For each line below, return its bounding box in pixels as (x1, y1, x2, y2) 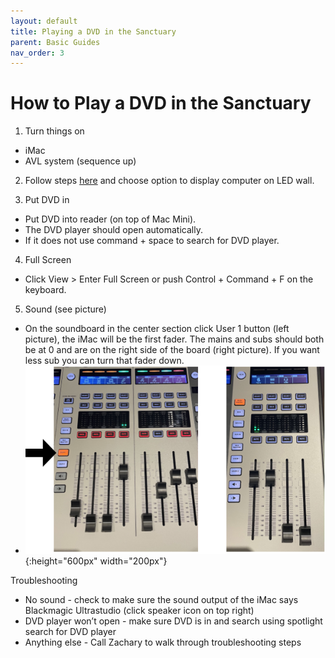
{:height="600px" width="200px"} (24, 555, 168, 567)
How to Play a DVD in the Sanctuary (10, 92, 312, 115)
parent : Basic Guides (10, 37, 101, 47)
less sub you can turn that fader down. (24, 355, 185, 367)
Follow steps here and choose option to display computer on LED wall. (24, 175, 315, 187)
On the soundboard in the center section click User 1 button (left (24, 323, 290, 335)
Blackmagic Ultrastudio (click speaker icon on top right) (24, 604, 255, 616)
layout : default (10, 16, 78, 26)
